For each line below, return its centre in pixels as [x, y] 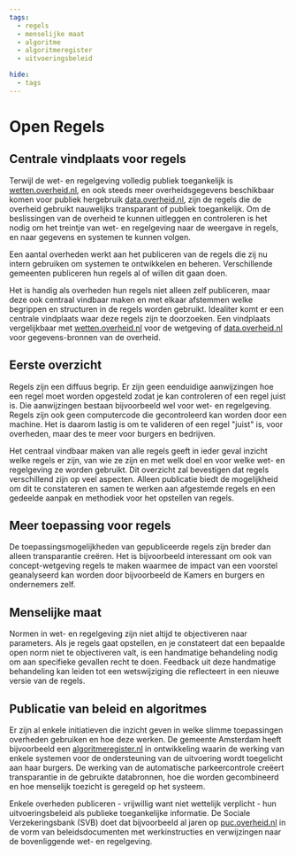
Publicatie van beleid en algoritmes [108, 708]
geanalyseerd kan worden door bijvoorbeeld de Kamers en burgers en [137, 575]
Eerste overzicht [56, 365]
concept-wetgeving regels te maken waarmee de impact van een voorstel [144, 566]
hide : [19, 75]
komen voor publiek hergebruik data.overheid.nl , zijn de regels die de [136, 199]
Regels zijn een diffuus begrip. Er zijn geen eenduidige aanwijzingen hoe [141, 386]
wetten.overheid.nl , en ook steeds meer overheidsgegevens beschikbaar [142, 190]
